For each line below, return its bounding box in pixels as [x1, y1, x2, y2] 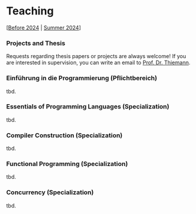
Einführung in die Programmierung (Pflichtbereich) [6, 74, 158, 82]
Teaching [6, 4, 54, 18]
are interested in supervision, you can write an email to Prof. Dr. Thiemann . [6, 59, 191, 67]
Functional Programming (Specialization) [6, 160, 128, 168]
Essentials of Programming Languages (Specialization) [6, 103, 170, 111]
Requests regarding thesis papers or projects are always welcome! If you [6, 53, 186, 60]
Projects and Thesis [6, 39, 66, 47]
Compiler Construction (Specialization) [6, 131, 123, 139]
